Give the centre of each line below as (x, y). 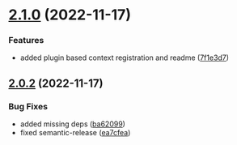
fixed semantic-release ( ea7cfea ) (75, 133)
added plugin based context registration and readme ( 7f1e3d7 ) (124, 58)
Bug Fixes (28, 106)
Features (26, 41)
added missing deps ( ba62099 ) (72, 124)
